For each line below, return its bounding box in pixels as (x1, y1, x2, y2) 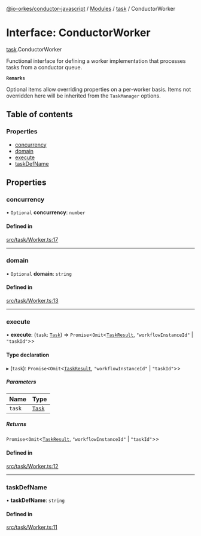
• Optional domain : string (6, 270, 72, 277)
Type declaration (6, 351, 50, 358)
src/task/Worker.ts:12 (6, 462, 59, 470)
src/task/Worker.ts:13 (6, 297, 59, 304)
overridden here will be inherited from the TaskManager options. (6, 92, 162, 99)
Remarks (6, 75, 26, 81)
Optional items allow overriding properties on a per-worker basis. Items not (6, 86, 191, 93)
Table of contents (6, 109, 73, 120)
